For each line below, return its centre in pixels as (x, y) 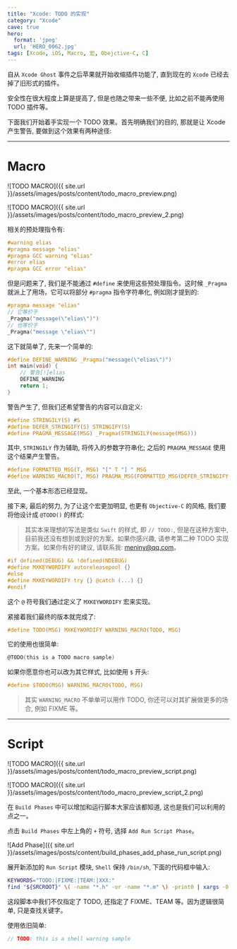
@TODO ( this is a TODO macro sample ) (61, 658)
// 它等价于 (23, 312)
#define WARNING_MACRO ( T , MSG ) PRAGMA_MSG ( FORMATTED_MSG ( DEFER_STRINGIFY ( (120, 477)
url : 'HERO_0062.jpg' (45, 47)
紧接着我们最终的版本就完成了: (52, 616)
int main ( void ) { (33, 366)
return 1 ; (35, 386)
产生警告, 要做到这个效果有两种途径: (60, 131)
